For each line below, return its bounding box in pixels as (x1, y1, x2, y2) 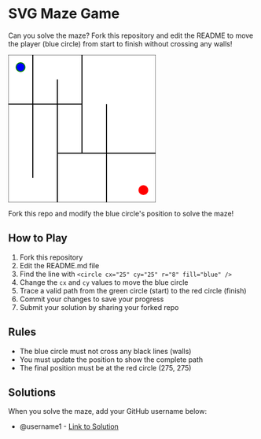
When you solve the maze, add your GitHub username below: (8, 407, 207, 416)
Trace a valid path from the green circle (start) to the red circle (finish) (19, 286, 247, 295)
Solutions (8, 386, 57, 399)
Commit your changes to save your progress (19, 294, 164, 304)
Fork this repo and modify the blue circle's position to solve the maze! (8, 208, 234, 218)
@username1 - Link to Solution (19, 422, 119, 431)
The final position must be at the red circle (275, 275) (19, 363, 192, 372)
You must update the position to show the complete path (19, 355, 204, 364)
